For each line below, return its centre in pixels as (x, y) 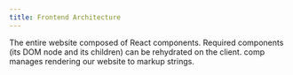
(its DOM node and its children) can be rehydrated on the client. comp (137, 52)
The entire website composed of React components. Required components (146, 42)
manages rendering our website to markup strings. (102, 61)
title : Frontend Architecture (65, 17)
